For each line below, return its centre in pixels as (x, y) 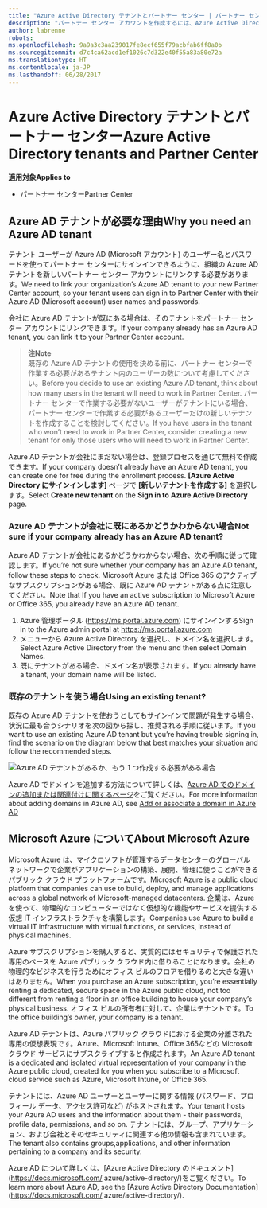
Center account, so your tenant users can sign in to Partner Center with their (133, 293)
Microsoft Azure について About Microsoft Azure (129, 839)
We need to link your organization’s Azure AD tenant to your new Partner (140, 284)
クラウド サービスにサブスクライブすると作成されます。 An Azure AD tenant (132, 1053)
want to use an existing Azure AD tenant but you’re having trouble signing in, (133, 734)
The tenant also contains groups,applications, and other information (119, 1143)
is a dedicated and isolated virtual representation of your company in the (127, 1062)
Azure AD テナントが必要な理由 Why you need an (130, 221)
